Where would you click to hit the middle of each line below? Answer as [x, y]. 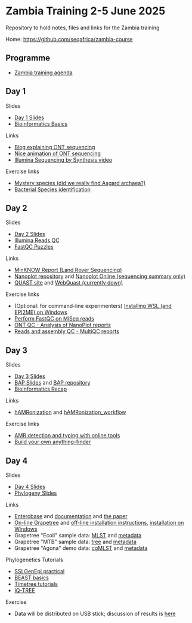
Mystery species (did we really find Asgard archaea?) [80, 183]
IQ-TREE [24, 590]
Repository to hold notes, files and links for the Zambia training [83, 28]
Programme [28, 58]
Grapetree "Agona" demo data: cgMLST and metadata [81, 548]
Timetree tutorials [36, 584]
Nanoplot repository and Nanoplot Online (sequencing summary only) [100, 276]
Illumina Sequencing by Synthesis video [63, 159]
